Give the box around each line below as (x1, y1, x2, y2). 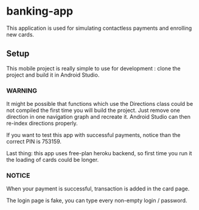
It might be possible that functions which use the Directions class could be (6, 100, 194, 108)
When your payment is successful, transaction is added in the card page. (6, 185, 190, 192)
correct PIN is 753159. (6, 138, 62, 145)
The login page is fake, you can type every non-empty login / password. (6, 197, 187, 205)
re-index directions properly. (6, 120, 78, 127)
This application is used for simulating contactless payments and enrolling (6, 24, 192, 32)
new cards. (6, 30, 35, 38)
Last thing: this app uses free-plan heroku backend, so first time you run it (6, 150, 192, 157)
